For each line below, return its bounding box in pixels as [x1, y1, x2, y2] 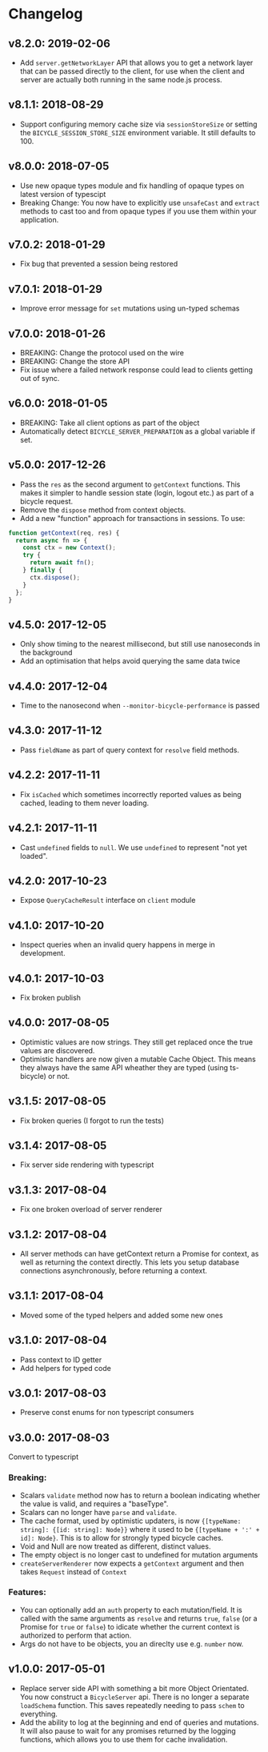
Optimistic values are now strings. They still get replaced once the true [19, 1037, 254, 1047]
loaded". [19, 851, 48, 860]
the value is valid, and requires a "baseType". [19, 1498, 169, 1509]
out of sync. [19, 374, 60, 383]
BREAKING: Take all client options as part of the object [19, 418, 200, 427]
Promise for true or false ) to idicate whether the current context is [19, 1622, 240, 1631]
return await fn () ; [29, 559, 94, 567]
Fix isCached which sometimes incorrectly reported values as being [19, 789, 242, 799]
